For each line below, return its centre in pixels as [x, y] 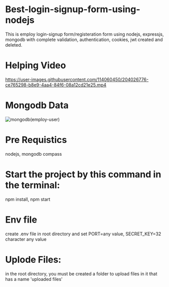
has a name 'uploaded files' [34, 279]
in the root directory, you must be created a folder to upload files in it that [81, 274]
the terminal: [33, 185]
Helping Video [36, 66]
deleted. [14, 45]
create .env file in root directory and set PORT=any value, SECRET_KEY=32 [83, 234]
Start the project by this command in [83, 174]
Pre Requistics [36, 140]
